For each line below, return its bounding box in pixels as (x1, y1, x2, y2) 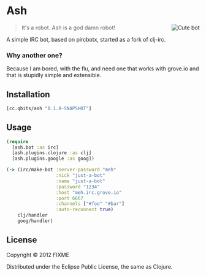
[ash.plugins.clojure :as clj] (12, 150, 92, 156)
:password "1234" (55, 184, 100, 190)
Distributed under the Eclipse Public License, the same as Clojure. (6, 263, 173, 270)
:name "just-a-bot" (55, 178, 105, 184)
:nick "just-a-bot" (55, 173, 105, 179)
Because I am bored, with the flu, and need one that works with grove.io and (6, 65, 199, 72)
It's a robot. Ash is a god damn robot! (21, 24, 115, 31)
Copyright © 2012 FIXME (6, 251, 69, 258)
